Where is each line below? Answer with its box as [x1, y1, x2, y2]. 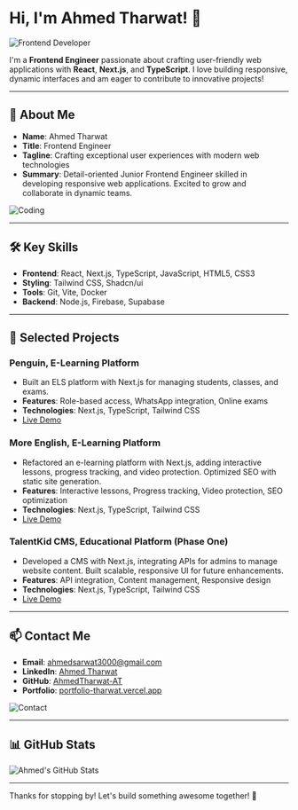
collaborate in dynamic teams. [21, 187, 133, 198]
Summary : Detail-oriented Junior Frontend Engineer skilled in [21, 169, 247, 179]
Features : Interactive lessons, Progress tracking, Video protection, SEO [21, 485, 284, 496]
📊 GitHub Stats [9, 737, 96, 752]
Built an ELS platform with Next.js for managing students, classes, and [21, 377, 278, 388]
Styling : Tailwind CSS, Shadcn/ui [21, 277, 144, 287]
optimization [21, 494, 68, 505]
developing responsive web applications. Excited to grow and [21, 177, 247, 189]
